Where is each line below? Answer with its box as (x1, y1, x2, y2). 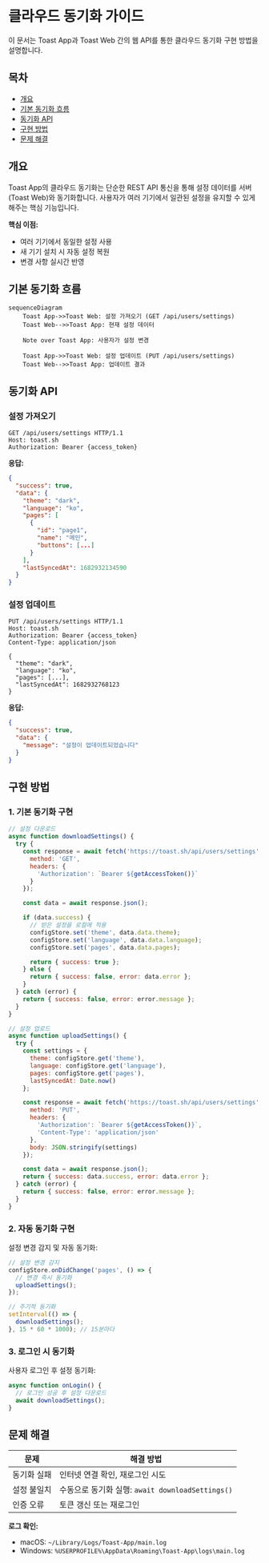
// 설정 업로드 (8, 1024, 50, 1032)
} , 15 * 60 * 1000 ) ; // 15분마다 (8, 1325, 114, 1333)
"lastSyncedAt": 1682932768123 (15, 681, 120, 689)
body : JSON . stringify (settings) (29, 1143, 138, 1151)
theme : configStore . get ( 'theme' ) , (29, 1055, 146, 1063)
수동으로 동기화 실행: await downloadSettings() (58, 1484, 233, 1496)
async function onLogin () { (8, 1382, 102, 1390)
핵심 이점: (8, 220, 38, 229)
